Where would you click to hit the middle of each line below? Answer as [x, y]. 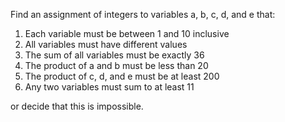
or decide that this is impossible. [77, 106]
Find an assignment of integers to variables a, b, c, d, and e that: [143, 14]
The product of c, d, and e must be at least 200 [122, 76]
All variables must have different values [106, 44]
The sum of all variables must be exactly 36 [114, 55]
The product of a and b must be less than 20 [116, 65]
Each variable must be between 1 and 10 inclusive [127, 33]
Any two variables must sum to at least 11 [109, 87]
